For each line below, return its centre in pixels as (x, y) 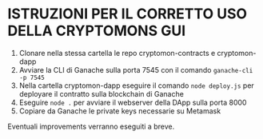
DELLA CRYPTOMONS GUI (97, 31)
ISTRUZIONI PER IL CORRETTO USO (128, 14)
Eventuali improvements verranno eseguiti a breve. (91, 126)
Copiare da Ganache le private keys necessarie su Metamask (120, 111)
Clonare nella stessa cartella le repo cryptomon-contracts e (117, 53)
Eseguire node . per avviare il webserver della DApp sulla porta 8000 (133, 102)
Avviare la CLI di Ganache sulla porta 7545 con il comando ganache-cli (136, 69)
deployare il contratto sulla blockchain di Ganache (102, 93)
